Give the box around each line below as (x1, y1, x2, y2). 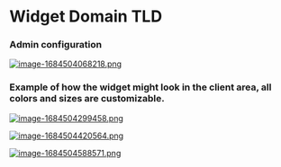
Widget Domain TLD (9, 6, 163, 27)
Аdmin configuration (9, 39, 102, 51)
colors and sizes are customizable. (9, 92, 165, 105)
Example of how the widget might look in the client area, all (9, 81, 272, 93)
